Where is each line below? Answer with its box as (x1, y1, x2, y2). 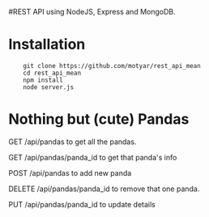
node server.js (23, 83, 75, 91)
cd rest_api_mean (23, 69, 82, 77)
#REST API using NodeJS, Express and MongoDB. (8, 7, 176, 16)
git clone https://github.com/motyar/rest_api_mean (23, 62, 201, 70)
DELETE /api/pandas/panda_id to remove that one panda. (8, 184, 200, 194)
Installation (8, 36, 86, 53)
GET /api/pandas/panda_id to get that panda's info (8, 152, 177, 162)
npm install (23, 76, 63, 84)
